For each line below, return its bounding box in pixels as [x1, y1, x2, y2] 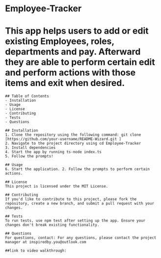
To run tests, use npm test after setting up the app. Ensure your [5, 218, 146, 223]
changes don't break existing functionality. [5, 223, 99, 228]
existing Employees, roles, [5, 36, 115, 47]
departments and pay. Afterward [5, 46, 141, 57]
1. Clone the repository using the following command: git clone [5, 132, 141, 137]
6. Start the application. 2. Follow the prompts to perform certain [5, 167, 150, 172]
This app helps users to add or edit [5, 26, 149, 37]
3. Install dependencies [5, 145, 56, 150]
